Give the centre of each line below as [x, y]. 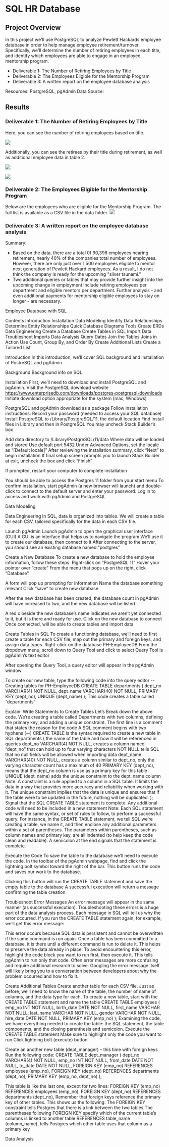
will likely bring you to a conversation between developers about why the [81, 971]
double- [154, 486]
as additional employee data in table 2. [45, 157]
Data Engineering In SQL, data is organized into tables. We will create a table [85, 516]
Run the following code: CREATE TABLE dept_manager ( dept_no [72, 1055]
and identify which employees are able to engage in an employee [73, 56]
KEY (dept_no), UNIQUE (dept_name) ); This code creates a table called [80, 697]
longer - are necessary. [37, 301]
